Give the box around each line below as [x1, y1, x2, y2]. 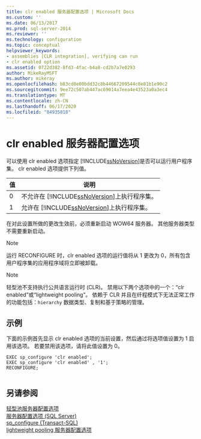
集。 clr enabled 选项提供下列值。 [6, 165, 90, 172]
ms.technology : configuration [6, 37, 82, 43]
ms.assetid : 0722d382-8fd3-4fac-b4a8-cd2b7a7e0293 [6, 64, 136, 71]
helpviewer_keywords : [6, 48, 61, 54]
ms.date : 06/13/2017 [6, 20, 58, 26]
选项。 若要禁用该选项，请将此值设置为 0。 [16, 343, 123, 350]
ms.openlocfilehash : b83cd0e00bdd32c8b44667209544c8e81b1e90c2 [6, 81, 168, 87]
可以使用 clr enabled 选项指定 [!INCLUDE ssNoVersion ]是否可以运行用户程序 [6, 158, 193, 165]
